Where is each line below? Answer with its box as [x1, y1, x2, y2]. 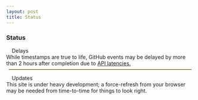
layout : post [6, 8, 39, 15]
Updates [11, 75, 33, 82]
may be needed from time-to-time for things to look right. [6, 87, 147, 94]
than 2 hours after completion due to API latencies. [6, 60, 131, 67]
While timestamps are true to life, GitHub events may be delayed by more [6, 53, 186, 60]
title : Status [6, 14, 42, 20]
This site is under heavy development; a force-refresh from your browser [6, 80, 186, 88]
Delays [11, 47, 29, 54]
